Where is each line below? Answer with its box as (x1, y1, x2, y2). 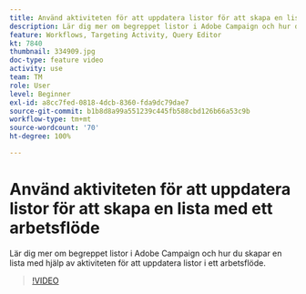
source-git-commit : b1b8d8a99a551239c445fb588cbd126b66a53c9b (9, 106, 250, 116)
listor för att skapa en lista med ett (9, 198, 273, 219)
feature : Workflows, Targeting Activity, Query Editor (9, 30, 222, 39)
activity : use (9, 65, 64, 74)
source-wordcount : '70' (9, 124, 100, 133)
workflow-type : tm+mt (9, 115, 92, 124)
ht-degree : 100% (9, 132, 71, 141)
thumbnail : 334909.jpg (9, 47, 96, 56)
